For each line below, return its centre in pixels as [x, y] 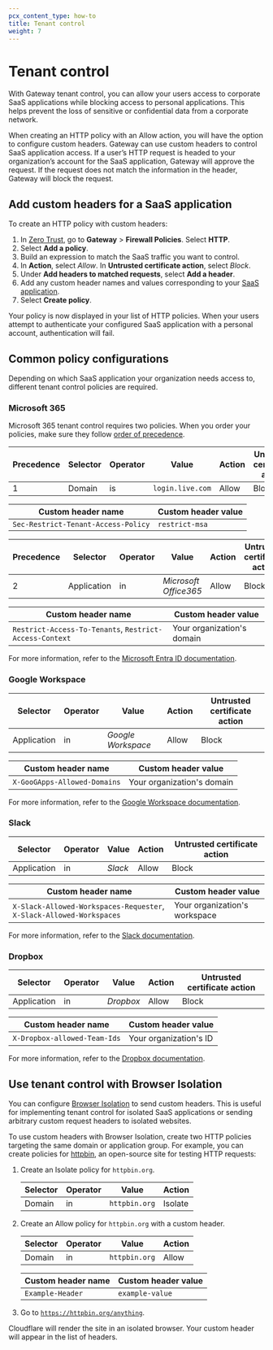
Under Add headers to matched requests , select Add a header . [128, 274]
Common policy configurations [89, 359]
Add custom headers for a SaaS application [120, 204]
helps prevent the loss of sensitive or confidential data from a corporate [129, 111]
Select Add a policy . [54, 248]
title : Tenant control [47, 24]
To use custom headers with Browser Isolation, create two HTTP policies [130, 1136]
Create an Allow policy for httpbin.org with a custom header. [122, 1223]
